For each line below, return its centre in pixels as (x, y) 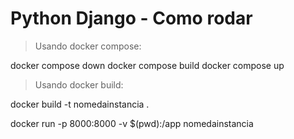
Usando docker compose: (88, 46)
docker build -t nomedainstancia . (80, 104)
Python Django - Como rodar (131, 18)
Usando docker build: (79, 84)
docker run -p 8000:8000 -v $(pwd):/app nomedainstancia (132, 123)
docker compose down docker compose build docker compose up (147, 65)
